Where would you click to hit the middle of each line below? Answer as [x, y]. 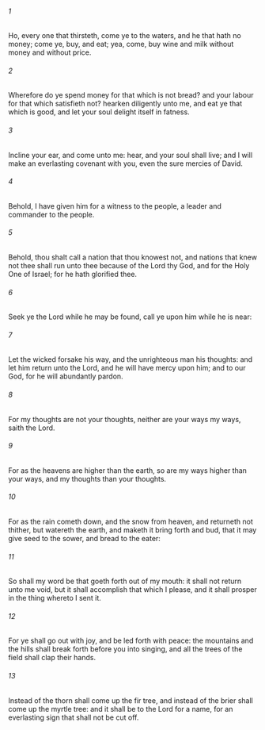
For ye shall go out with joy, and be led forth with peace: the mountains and [131, 641]
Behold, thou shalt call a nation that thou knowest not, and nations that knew [132, 257]
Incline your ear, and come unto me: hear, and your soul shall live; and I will [131, 155]
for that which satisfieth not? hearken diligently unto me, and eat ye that [125, 104]
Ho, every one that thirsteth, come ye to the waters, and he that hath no [125, 36]
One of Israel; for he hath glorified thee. [72, 275]
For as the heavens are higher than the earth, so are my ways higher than [128, 470]
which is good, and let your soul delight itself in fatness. [99, 112]
